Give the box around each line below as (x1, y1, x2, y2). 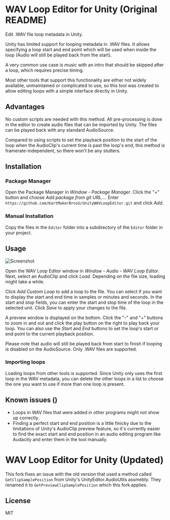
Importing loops (5, 359, 46, 366)
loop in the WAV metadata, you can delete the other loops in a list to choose (5, 375, 164, 382)
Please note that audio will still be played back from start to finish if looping (5, 340, 162, 346)
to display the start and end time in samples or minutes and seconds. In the (5, 294, 162, 300)
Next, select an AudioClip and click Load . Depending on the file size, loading (5, 273, 165, 279)
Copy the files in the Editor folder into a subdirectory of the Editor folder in (5, 224, 163, 230)
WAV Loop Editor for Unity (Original (5, 4, 157, 15)
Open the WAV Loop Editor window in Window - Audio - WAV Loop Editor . (5, 268, 160, 274)
